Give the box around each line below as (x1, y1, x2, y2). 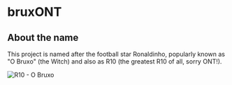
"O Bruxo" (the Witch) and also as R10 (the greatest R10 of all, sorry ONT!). (7, 57, 222, 66)
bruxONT (7, 4, 62, 20)
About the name (7, 32, 79, 44)
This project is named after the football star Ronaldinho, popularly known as (7, 50, 226, 58)
